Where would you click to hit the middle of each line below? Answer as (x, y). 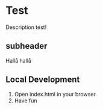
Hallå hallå (18, 60)
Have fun (26, 101)
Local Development (43, 80)
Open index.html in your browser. (55, 94)
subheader (27, 46)
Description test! (26, 27)
